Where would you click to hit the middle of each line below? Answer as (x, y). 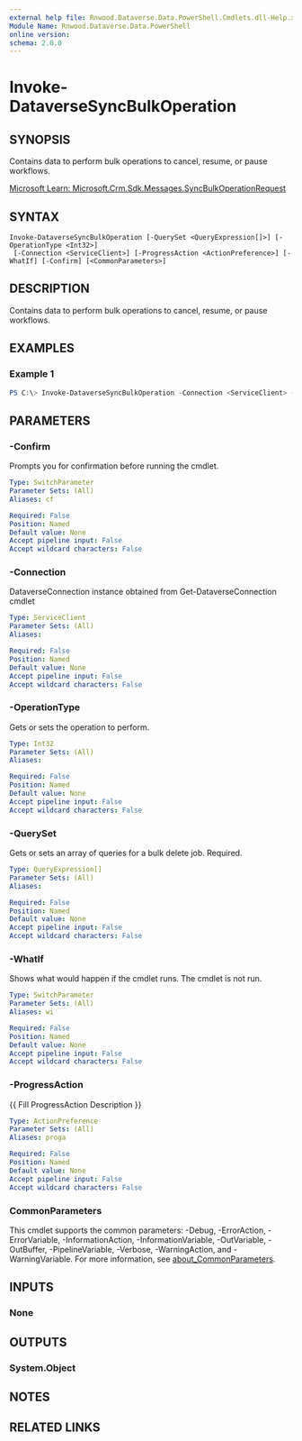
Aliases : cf (31, 499)
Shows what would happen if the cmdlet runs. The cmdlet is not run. (136, 979)
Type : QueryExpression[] (56, 870)
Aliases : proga (38, 1138)
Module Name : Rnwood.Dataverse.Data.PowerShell (100, 26)
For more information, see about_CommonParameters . (175, 1259)
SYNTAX (35, 217)
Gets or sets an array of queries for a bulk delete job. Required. (126, 853)
